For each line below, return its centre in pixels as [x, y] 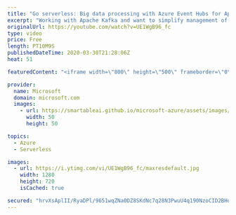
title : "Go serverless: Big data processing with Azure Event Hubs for [114, 14]
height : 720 [37, 182]
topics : [19, 136]
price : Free [25, 40]
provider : [22, 85]
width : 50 [40, 117]
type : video [25, 33]
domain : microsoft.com [47, 98]
